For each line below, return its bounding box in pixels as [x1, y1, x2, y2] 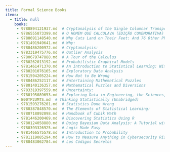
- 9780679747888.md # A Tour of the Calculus [16, 54, 116, 60]
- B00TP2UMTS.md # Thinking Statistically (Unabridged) [16, 97, 139, 102]
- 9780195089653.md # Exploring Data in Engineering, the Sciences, [16, 92, 166, 97]
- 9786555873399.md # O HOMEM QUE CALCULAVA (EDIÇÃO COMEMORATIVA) [16, 31, 164, 36]
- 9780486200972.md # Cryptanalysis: [16, 45, 99, 50]
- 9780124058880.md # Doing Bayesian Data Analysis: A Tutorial [16, 120, 157, 126]
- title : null [10, 17, 39, 22]
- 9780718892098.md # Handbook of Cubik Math [16, 111, 116, 117]
